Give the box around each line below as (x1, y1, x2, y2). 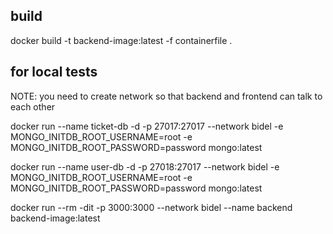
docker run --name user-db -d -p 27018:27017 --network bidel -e (10, 160, 280, 173)
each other (10, 100, 56, 113)
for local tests (10, 64, 98, 81)
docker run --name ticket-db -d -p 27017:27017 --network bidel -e (10, 120, 284, 132)
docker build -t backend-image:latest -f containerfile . (10, 34, 233, 46)
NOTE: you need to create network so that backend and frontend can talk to (10, 90, 323, 102)
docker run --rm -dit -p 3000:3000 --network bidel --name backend (10, 201, 293, 213)
